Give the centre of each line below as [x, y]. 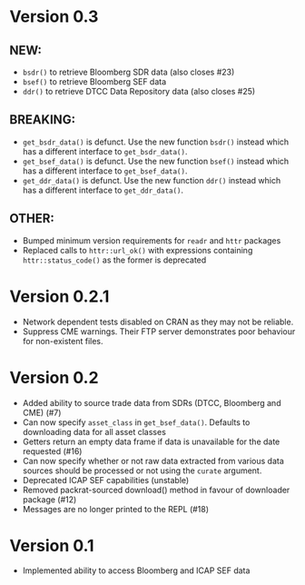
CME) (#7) [42, 412]
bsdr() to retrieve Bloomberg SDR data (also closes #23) [128, 72]
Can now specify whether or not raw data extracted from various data [153, 461]
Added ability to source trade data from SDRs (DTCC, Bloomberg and [152, 402]
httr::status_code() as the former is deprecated [114, 260]
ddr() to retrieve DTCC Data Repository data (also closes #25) [139, 91]
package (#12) [49, 499]
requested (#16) [52, 451]
